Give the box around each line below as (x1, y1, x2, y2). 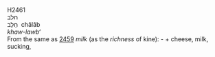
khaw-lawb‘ (7, 27, 41, 36)
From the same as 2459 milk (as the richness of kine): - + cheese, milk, (7, 35, 209, 43)
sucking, (7, 43, 32, 50)
